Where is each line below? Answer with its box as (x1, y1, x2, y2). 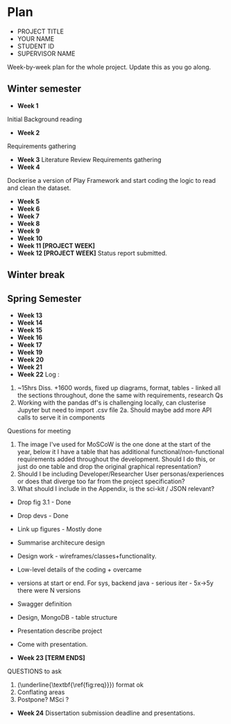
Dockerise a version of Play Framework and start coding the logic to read (7, 176, 216, 184)
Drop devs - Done (17, 511, 69, 520)
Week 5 (17, 197, 40, 205)
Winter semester (7, 83, 82, 95)
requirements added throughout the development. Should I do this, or (17, 455, 216, 463)
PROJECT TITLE (17, 27, 65, 35)
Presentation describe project (17, 627, 103, 635)
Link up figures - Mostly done (17, 524, 102, 533)
